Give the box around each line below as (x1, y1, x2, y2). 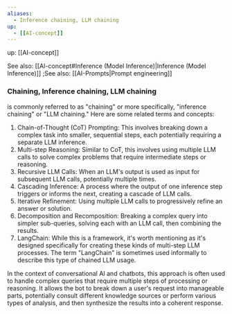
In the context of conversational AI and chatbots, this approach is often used (7, 269, 226, 277)
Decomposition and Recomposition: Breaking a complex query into (17, 211, 208, 220)
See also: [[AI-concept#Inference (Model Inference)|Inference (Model (7, 62, 206, 70)
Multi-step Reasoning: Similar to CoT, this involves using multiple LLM (17, 145, 216, 153)
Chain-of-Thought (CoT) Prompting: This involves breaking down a (17, 123, 208, 132)
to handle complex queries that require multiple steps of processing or (7, 277, 208, 285)
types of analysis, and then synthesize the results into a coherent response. (7, 299, 224, 307)
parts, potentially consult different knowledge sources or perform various (7, 291, 217, 299)
